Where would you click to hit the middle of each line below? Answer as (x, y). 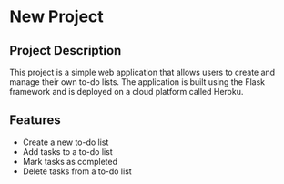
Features (35, 120)
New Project (57, 17)
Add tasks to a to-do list (67, 151)
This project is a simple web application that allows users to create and (142, 72)
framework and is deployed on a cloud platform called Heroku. (127, 92)
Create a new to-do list (66, 142)
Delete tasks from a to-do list (77, 171)
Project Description (66, 51)
